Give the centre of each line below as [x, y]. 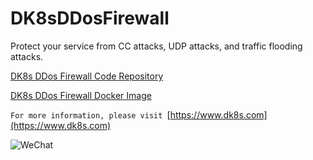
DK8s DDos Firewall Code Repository [87, 76]
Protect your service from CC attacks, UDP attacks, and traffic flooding [156, 46]
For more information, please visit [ [90, 114]
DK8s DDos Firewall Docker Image [81, 95]
